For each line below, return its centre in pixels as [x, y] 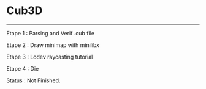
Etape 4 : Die [23, 68]
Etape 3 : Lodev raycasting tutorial [50, 57]
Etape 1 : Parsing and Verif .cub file [51, 33]
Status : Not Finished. [33, 80]
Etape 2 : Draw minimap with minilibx [53, 45]
